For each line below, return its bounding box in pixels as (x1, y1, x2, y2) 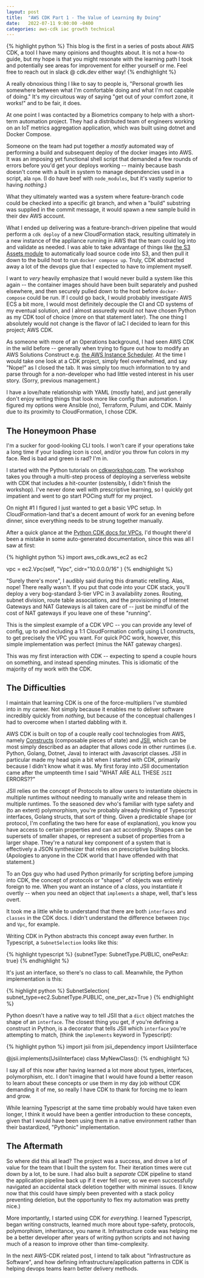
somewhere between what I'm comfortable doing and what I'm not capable (6, 86, 194, 94)
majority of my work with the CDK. (6, 665, 92, 672)
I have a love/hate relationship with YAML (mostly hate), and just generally (6, 389, 191, 396)
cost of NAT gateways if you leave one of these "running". (6, 609, 152, 617)
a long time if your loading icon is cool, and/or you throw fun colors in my (6, 448, 189, 456)
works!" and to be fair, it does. (6, 100, 82, 107)
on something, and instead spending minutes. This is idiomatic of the (6, 659, 179, 666)
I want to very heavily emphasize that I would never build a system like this (6, 275, 193, 282)
